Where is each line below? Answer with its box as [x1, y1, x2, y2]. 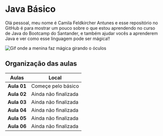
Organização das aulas [5, 59, 78, 68]
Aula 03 [7, 98, 27, 105]
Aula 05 [7, 115, 27, 122]
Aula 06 [7, 123, 27, 130]
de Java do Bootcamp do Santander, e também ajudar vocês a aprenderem [5, 30, 158, 36]
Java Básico [5, 3, 56, 15]
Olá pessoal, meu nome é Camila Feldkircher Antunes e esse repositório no [5, 20, 158, 26]
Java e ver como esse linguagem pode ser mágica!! [5, 36, 110, 42]
